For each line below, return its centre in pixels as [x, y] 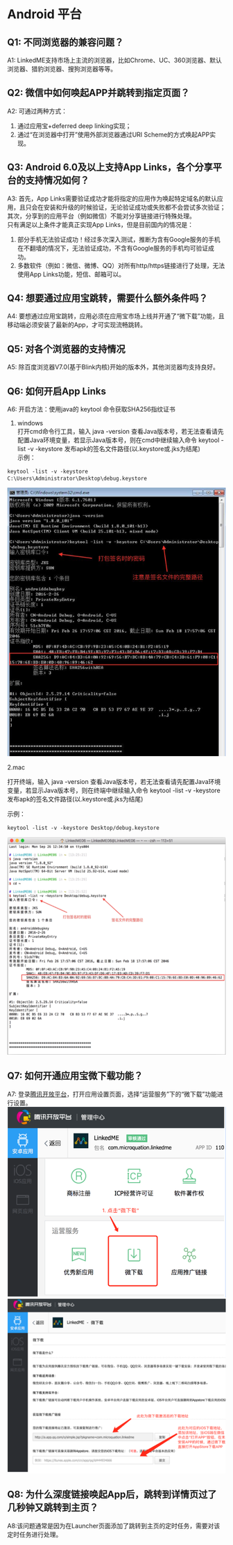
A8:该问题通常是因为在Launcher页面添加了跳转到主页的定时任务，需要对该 [114, 1526]
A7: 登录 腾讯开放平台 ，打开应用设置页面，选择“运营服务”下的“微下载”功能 [112, 1094]
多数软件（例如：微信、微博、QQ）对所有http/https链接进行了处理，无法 [121, 265]
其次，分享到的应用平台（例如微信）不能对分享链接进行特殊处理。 [101, 216]
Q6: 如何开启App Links [57, 391]
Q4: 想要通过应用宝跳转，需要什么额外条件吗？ [107, 298]
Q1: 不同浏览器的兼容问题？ [66, 42]
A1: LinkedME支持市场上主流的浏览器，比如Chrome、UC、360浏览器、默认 [114, 60]
